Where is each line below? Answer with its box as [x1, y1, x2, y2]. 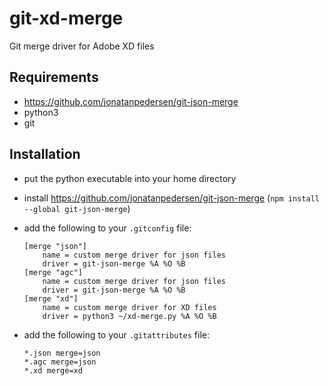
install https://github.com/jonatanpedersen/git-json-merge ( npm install [23, 192, 320, 204]
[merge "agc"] [23, 267, 83, 277]
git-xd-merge [9, 7, 124, 30]
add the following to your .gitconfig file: [23, 222, 192, 234]
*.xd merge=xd [23, 365, 83, 376]
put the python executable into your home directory [23, 172, 237, 184]
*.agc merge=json [23, 357, 97, 367]
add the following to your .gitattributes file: [23, 328, 211, 341]
